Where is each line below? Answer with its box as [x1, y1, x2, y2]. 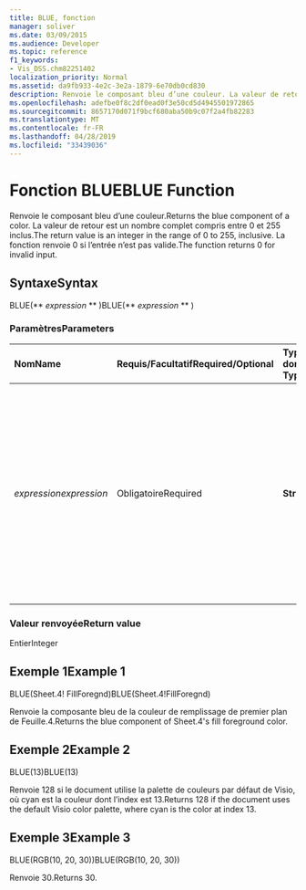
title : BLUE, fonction [9, 13, 96, 23]
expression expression [14, 487, 108, 499]
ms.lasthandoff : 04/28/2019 [9, 132, 117, 141]
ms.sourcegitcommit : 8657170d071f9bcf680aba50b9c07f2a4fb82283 [9, 107, 255, 116]
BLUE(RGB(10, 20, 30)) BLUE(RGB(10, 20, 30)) [9, 854, 180, 865]
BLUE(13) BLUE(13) [9, 766, 79, 777]
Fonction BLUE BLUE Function [9, 180, 235, 201]
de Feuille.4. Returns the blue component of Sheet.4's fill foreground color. [9, 716, 289, 727]
